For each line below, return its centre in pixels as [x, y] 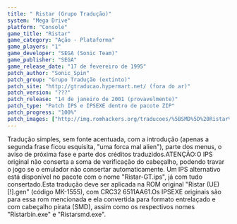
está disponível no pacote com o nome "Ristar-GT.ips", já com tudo [105, 177]
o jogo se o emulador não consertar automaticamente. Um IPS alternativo [114, 169]
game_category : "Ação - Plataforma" [61, 40]
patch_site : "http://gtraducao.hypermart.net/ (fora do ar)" [99, 86]
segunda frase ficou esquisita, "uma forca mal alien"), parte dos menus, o [115, 146]
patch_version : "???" [39, 93]
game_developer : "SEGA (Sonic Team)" [63, 54]
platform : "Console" [38, 27]
